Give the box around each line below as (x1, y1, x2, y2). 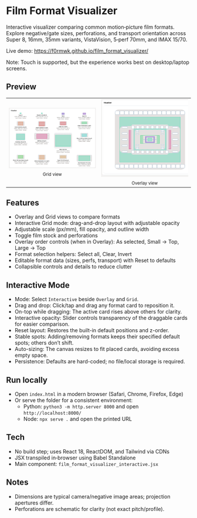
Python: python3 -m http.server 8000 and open (23, 403, 139, 410)
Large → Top (14, 244, 46, 251)
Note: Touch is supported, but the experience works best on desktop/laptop (6, 59, 189, 66)
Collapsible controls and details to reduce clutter (14, 263, 132, 270)
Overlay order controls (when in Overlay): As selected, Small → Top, (14, 238, 179, 246)
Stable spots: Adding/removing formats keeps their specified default (14, 333, 180, 340)
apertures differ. (14, 499, 54, 506)
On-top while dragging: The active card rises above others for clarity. (14, 308, 182, 315)
